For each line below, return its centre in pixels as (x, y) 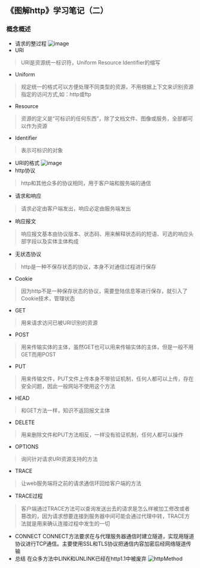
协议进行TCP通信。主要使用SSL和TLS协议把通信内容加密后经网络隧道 (100, 544)
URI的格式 (27, 162)
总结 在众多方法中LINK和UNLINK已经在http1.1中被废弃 (81, 558)
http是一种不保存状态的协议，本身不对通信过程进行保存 (88, 266)
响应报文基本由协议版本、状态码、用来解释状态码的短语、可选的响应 (104, 234)
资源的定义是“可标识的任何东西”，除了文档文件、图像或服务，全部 (102, 118)
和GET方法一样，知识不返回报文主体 (65, 410)
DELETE (25, 422)
